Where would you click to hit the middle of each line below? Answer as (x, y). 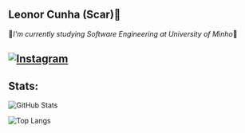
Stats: (24, 86)
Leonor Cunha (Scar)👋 (65, 15)
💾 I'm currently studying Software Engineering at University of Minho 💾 (123, 33)
